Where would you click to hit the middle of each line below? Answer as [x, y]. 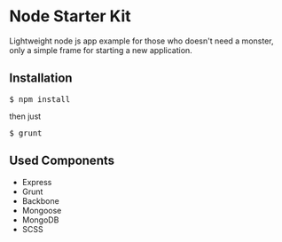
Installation [41, 78]
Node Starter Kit [70, 16]
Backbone [40, 200]
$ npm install [40, 99]
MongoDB [40, 220]
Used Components [62, 161]
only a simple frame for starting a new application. [101, 50]
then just [25, 116]
